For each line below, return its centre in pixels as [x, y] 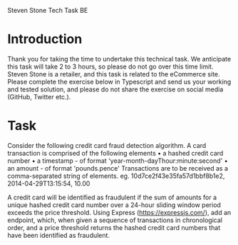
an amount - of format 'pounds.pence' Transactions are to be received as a [118, 168]
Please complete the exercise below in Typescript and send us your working [119, 81]
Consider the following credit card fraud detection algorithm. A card [107, 145]
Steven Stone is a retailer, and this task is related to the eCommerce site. [114, 74]
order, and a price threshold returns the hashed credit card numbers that [114, 227]
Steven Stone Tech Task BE [48, 10]
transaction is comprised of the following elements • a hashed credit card [115, 153]
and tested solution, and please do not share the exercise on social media [115, 89]
